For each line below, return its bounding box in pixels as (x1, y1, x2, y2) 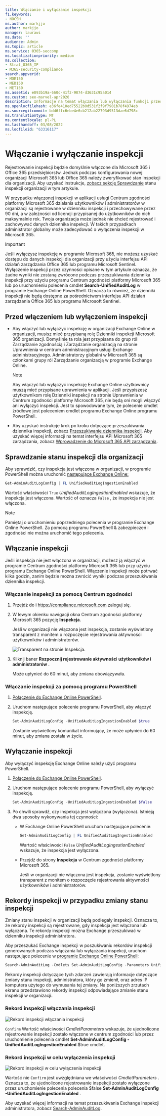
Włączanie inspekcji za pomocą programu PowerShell (5, 683, 137, 690)
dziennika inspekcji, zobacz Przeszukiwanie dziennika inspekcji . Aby (12, 428, 152, 434)
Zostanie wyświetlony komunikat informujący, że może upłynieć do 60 (12, 728, 156, 734)
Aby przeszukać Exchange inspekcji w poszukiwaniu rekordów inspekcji (5, 942, 152, 948)
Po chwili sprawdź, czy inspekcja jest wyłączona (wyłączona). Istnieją (12, 808, 155, 814)
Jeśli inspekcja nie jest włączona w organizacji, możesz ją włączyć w (5, 557, 146, 563)
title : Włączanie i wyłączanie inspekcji (5, 7, 92, 12)
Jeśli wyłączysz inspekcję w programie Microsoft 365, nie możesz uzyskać (5, 251, 158, 257)
